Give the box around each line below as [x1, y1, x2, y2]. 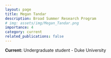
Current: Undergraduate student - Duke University [5, 47, 107, 53]
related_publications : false [5, 34, 64, 39]
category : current [5, 29, 42, 34]
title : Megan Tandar [5, 12, 47, 16]
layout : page [5, 7, 32, 12]
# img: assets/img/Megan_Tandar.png [5, 20, 79, 26]
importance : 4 [5, 25, 34, 30]
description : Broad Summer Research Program [5, 16, 96, 21]
